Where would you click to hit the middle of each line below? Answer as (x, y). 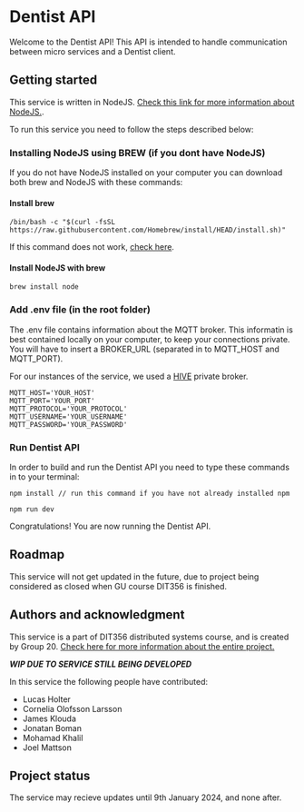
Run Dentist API (44, 447)
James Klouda (49, 718)
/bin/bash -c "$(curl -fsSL (63, 223)
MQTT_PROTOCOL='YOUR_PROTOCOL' (69, 409)
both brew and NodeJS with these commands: (96, 183)
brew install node (44, 287)
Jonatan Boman (52, 728)
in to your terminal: (44, 477)
